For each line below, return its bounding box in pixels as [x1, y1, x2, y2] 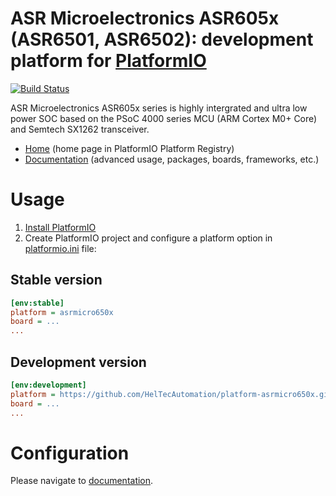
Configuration [10, 442, 130, 464]
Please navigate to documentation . [10, 475, 154, 487]
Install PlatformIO [24, 221, 97, 233]
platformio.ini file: [24, 242, 97, 254]
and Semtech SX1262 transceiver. [10, 123, 150, 135]
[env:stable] [10, 298, 65, 308]
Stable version [10, 272, 103, 289]
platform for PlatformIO [10, 50, 207, 72]
